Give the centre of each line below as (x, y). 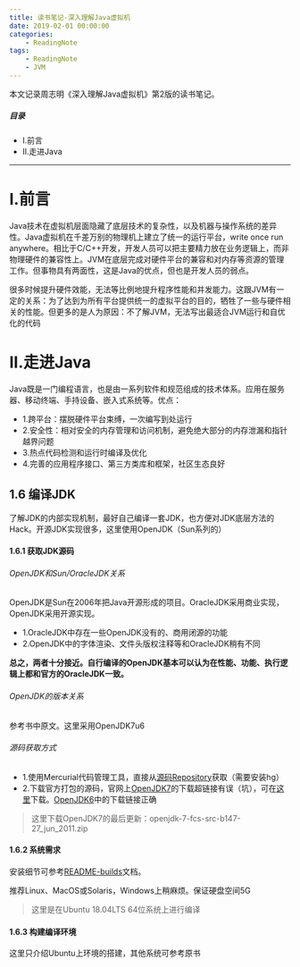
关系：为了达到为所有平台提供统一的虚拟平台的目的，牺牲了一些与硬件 (154, 300)
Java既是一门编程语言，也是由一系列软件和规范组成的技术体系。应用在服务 (147, 389)
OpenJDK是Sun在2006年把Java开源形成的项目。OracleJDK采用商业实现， (146, 602)
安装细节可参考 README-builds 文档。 (78, 871)
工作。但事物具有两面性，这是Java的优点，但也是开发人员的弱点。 (132, 270)
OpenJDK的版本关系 (47, 696)
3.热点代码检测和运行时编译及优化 (84, 452)
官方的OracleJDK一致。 (84, 674)
